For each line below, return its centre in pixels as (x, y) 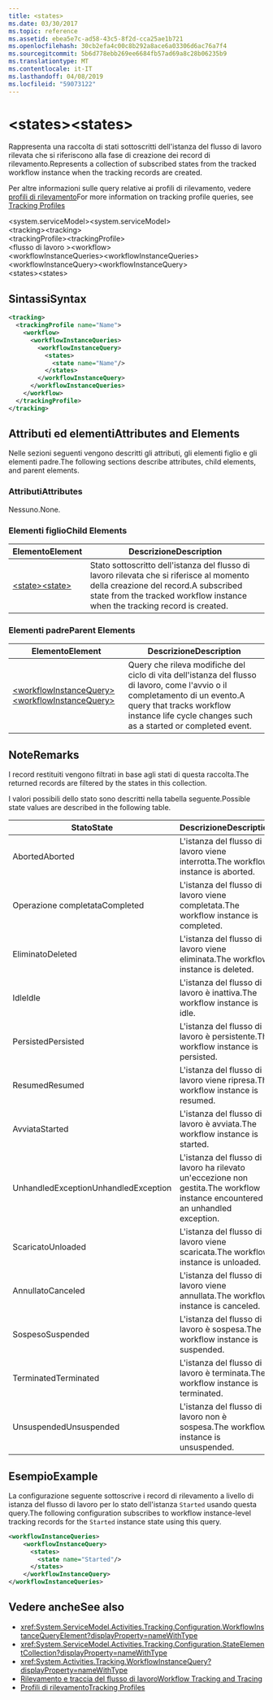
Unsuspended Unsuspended (66, 1427)
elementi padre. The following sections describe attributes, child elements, (132, 462)
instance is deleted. (217, 970)
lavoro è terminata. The (222, 1373)
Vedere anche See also (66, 1607)
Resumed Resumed (48, 1085)
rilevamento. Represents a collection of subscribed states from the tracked (132, 164)
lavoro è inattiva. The (218, 993)
